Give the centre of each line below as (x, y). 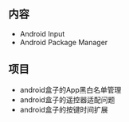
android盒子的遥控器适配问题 (67, 99)
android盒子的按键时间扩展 (64, 109)
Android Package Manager (64, 42)
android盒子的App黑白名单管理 (70, 90)
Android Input (42, 33)
